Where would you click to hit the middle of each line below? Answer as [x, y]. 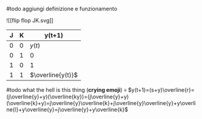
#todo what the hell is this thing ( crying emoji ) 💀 [67, 90]
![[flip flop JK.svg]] [30, 20]
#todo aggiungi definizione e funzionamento [62, 9]
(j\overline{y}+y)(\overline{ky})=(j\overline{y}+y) [68, 97]
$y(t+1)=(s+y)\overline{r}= [161, 90]
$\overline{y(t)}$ [54, 75]
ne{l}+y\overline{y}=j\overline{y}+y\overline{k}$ [67, 109]
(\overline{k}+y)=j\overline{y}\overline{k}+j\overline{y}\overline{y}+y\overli [101, 103]
